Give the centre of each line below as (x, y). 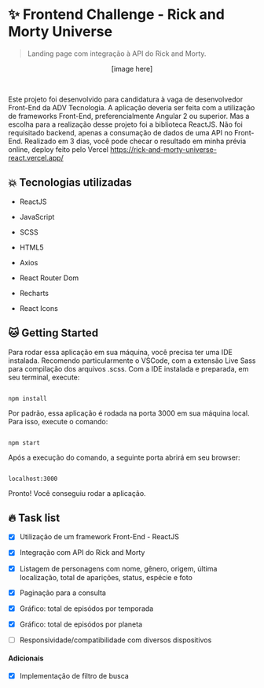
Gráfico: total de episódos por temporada (86, 608)
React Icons (39, 308)
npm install (27, 398)
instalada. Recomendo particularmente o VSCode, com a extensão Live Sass (132, 361)
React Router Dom (49, 278)
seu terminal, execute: (44, 377)
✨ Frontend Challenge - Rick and (117, 15)
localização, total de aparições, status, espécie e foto (106, 577)
